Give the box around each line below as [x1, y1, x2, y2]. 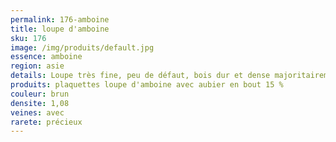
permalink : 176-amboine [10, 14, 110, 25]
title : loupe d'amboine [10, 24, 110, 34]
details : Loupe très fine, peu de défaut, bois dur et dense [10, 71, 271, 81]
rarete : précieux [10, 117, 83, 127]
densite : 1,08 [10, 98, 70, 108]
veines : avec [10, 107, 65, 118]
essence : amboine [10, 52, 83, 62]
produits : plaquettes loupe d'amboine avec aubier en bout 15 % [10, 80, 284, 90]
